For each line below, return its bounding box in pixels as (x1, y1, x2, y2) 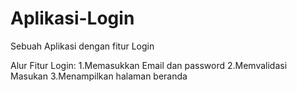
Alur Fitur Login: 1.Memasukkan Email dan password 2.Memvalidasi (10, 59, 288, 71)
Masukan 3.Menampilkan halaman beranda (10, 70, 188, 82)
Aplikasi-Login (10, 7, 135, 30)
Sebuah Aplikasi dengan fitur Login (10, 40, 155, 52)
